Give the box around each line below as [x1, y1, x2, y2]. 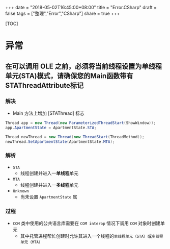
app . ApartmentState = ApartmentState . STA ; [5, 125, 97, 130]
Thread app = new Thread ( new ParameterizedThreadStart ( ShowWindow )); [5, 120, 156, 126]
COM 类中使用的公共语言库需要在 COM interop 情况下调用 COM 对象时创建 [12, 220, 161, 226]
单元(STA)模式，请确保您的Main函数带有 [5, 71, 133, 80]
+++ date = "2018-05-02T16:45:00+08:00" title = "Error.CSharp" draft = [5, 5, 157, 10]
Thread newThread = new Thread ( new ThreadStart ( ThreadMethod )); [5, 134, 145, 139]
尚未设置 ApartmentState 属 [20, 193, 77, 200]
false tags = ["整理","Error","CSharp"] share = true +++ [5, 10, 120, 16]
